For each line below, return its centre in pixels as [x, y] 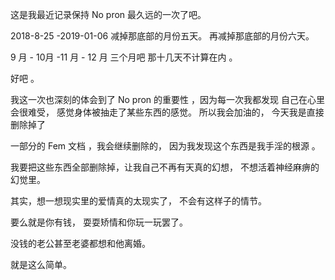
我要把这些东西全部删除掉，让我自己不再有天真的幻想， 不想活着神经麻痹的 [165, 167]
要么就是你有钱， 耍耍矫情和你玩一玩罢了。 [99, 222]
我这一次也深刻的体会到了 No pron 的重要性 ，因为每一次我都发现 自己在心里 [167, 99]
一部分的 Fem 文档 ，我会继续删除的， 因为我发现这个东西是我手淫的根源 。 [165, 146]
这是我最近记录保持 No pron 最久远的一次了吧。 [108, 14]
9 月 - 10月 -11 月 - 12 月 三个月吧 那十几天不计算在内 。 [124, 57]
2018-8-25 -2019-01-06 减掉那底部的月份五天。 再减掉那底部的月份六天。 [162, 36]
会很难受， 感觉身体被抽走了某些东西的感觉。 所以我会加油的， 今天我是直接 [167, 112]
